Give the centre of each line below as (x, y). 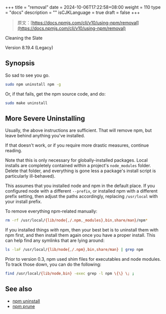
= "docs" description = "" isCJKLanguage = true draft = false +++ (73, 12)
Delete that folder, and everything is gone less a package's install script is (81, 171)
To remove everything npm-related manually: (51, 211)
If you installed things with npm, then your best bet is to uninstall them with (82, 230)
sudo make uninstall (27, 103)
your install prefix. (24, 202)
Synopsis (20, 63)
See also (19, 289)
